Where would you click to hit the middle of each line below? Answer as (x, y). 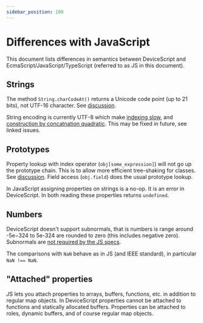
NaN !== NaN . (22, 260)
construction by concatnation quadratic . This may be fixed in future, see (97, 124)
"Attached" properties (50, 280)
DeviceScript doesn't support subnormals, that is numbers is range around (100, 229)
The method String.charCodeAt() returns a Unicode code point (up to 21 (97, 99)
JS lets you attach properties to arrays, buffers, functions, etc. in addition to (101, 294)
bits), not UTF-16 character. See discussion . (61, 106)
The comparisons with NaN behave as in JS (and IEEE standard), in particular (101, 254)
